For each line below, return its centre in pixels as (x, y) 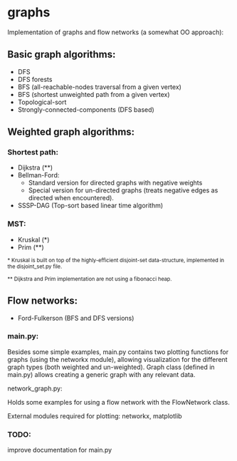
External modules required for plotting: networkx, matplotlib (95, 416)
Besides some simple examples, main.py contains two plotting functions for (118, 352)
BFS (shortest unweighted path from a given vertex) (94, 94)
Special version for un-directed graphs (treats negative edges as (123, 190)
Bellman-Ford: (38, 175)
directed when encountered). (71, 198)
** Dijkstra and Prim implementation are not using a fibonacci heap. (90, 279)
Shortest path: (33, 152)
